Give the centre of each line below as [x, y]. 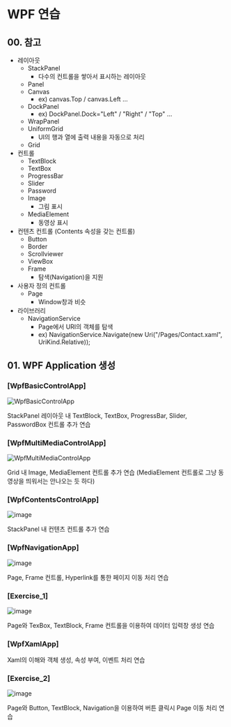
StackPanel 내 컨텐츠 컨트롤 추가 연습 [58, 529]
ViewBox [40, 261]
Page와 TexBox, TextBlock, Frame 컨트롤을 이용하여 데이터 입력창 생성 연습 [111, 625]
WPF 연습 [34, 14]
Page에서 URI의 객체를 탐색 [75, 327]
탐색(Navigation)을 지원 [71, 277]
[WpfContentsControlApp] [53, 500]
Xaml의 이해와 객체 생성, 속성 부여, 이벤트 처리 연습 [76, 660]
